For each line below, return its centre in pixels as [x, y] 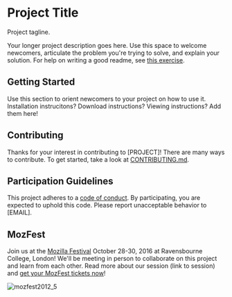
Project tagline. [29, 32]
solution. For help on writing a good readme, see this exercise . [96, 60]
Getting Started [41, 82]
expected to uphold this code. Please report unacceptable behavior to [107, 205]
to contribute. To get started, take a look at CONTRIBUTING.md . [98, 159]
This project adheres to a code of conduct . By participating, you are [104, 198]
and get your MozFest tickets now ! [56, 273]
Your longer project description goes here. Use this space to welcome [107, 45]
